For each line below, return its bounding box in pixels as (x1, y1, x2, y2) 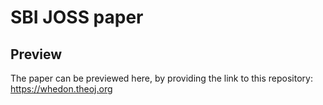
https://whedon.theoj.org (10, 83, 113, 95)
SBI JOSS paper (10, 6, 144, 29)
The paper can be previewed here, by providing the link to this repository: (10, 72, 313, 84)
